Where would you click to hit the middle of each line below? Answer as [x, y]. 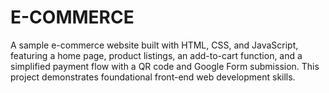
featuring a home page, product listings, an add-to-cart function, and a [156, 55]
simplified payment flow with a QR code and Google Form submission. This [165, 66]
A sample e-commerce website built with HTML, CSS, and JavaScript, [154, 45]
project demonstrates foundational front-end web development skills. [153, 77]
